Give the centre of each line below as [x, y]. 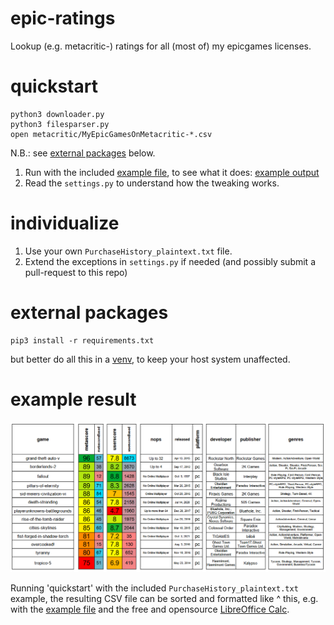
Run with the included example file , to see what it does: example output [172, 172]
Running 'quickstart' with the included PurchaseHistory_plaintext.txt [154, 588]
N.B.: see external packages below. [83, 153]
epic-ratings [63, 18]
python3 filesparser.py [60, 124]
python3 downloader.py [57, 114]
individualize [65, 223]
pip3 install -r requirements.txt [82, 340]
